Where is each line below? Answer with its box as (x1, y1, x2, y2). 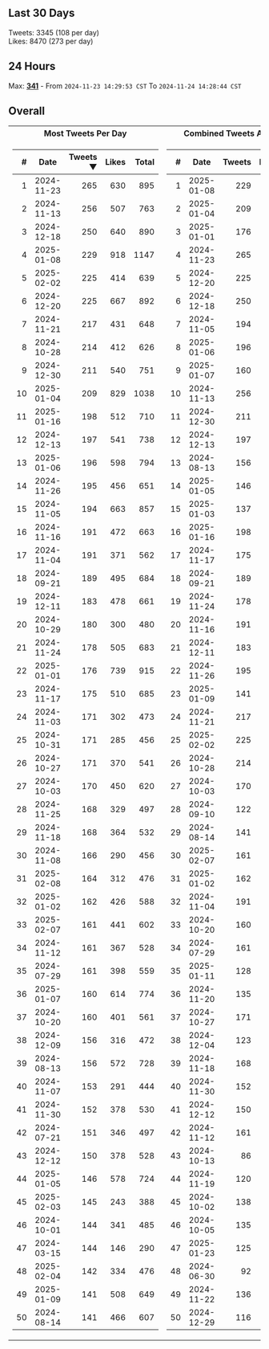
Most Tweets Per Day (43, 128, 127, 139)
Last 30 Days (8, 6, 75, 20)
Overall (8, 104, 46, 118)
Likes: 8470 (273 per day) (8, 36, 94, 46)
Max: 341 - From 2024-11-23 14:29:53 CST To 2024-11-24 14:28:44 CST (8, 80, 242, 91)
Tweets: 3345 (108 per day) (8, 27, 100, 37)
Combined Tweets (183, 128, 255, 139)
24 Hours (8, 59, 56, 73)
